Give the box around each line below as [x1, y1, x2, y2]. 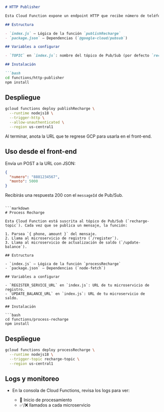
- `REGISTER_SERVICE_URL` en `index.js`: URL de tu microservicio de [5, 283, 150, 288]
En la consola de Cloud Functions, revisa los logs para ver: [12, 388, 130, 393]
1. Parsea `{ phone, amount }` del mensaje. [5, 232, 97, 237]
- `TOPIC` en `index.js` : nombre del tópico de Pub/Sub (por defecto [5, 53, 150, 58]
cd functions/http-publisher [5, 75, 64, 80]
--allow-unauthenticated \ [9, 120, 64, 125]
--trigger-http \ [9, 115, 45, 121]
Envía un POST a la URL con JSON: [5, 160, 76, 166]
